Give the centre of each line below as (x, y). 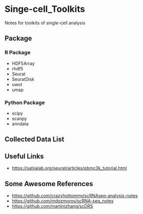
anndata (20, 124)
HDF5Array (23, 63)
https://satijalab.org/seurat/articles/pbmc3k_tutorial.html (69, 168)
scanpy (19, 118)
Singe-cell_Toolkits (45, 9)
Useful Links (24, 156)
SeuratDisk (23, 79)
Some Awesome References (49, 184)
